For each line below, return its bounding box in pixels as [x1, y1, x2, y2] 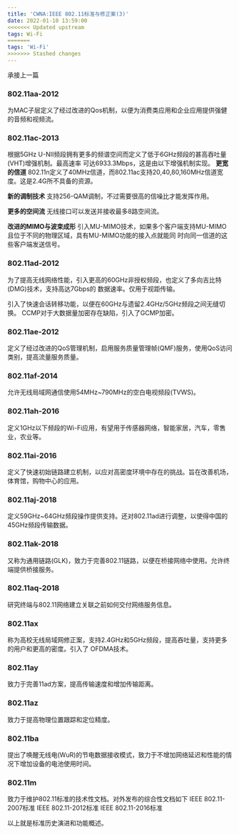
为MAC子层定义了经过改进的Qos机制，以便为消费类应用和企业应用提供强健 [7, 106, 228, 115]
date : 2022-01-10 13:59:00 [7, 17, 88, 24]
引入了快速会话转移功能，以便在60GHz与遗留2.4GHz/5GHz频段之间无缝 [7, 299, 220, 308]
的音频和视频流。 [7, 115, 58, 123]
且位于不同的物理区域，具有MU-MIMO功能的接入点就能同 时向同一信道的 [7, 231, 222, 240]
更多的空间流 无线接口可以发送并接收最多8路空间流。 [7, 207, 163, 216]
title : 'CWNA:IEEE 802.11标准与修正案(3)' [7, 10, 129, 18]
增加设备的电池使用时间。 [19, 760, 95, 768]
